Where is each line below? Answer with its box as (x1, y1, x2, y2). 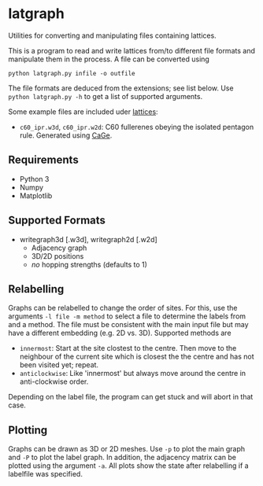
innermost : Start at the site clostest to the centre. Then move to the (19, 344, 237, 353)
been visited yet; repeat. (19, 360, 99, 370)
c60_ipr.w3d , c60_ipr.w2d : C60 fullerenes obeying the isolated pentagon (19, 122, 254, 131)
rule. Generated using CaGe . (19, 131, 113, 140)
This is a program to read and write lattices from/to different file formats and (8, 46, 256, 55)
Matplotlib (19, 190, 53, 201)
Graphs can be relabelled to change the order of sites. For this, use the (8, 304, 238, 313)
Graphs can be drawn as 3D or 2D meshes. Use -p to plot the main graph (8, 444, 246, 454)
